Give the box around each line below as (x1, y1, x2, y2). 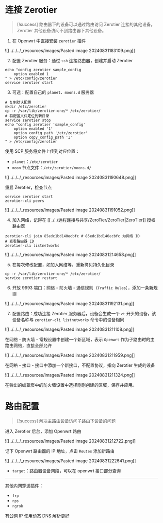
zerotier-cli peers (5, 198, 45, 203)
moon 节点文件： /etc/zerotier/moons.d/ (12, 164, 91, 170)
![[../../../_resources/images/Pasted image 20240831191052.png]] (5, 207, 135, 213)
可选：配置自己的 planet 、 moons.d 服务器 (12, 89, 94, 95)
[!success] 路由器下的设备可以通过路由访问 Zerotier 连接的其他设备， (16, 21, 155, 27)
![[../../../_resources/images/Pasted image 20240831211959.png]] (5, 352, 135, 358)
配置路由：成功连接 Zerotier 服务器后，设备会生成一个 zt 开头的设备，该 (12, 310, 156, 316)
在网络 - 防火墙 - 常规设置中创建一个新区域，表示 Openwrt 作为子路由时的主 (5, 336, 155, 342)
